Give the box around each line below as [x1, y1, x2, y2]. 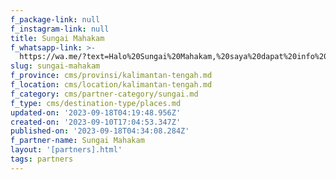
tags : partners [10, 154, 74, 164]
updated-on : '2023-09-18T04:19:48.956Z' [10, 107, 182, 118]
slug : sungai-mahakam [10, 61, 101, 71]
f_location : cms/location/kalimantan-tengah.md [10, 80, 213, 90]
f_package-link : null [10, 14, 101, 25]
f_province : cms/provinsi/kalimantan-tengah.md [10, 71, 213, 81]
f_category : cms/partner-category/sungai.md [10, 89, 199, 99]
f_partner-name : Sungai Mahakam [10, 136, 145, 146]
